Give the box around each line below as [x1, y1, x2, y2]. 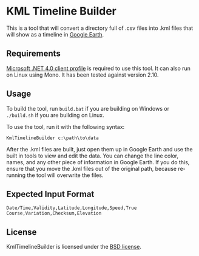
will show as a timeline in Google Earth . [6, 30, 104, 38]
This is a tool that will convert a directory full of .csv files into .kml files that [6, 24, 194, 32]
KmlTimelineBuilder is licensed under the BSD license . [6, 243, 141, 251]
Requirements [6, 49, 61, 59]
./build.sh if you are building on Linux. [6, 111, 104, 119]
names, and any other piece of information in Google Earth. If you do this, [6, 158, 190, 165]
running [6, 171, 26, 179]
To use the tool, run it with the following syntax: [6, 123, 125, 130]
